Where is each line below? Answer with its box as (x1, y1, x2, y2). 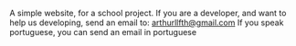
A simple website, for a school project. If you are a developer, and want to (9, 8, 287, 18)
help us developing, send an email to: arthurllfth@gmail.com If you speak (9, 17, 284, 28)
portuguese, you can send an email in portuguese (9, 27, 197, 37)
